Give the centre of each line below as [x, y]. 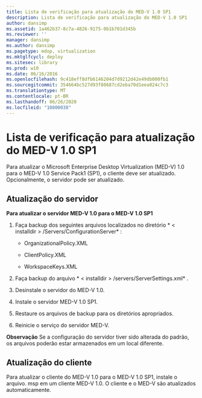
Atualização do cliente [49, 363]
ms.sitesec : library [32, 62]
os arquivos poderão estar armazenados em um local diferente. [85, 344]
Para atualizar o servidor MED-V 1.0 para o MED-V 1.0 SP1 [80, 214]
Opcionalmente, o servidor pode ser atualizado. [65, 180]
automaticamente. [29, 390]
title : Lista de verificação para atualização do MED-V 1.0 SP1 [89, 12]
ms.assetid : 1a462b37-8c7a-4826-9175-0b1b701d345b [71, 29]
